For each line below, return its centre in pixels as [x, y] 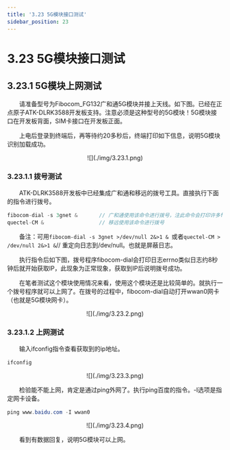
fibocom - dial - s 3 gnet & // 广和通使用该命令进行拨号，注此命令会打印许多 [114, 215]
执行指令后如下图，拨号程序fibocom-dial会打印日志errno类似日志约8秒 [119, 260]
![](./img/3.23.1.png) [115, 158]
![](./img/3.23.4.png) [115, 425]
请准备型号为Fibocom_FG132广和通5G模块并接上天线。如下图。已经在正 [121, 103]
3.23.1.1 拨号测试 [35, 177]
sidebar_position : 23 [38, 22]
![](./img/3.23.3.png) [115, 375]
